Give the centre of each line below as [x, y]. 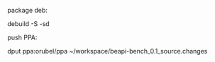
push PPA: [22, 37]
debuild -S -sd [28, 24]
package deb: [28, 10]
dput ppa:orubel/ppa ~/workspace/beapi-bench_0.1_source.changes [107, 51]
